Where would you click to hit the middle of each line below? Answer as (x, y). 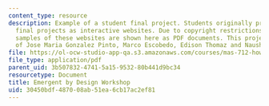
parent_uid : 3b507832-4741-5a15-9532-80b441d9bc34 (94, 68)
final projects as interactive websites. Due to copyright (116, 30)
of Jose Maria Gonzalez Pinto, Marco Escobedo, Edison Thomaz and (128, 45)
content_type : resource (48, 16)
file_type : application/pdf (55, 61)
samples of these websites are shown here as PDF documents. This (128, 38)
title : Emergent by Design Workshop (69, 82)
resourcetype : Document (48, 75)
